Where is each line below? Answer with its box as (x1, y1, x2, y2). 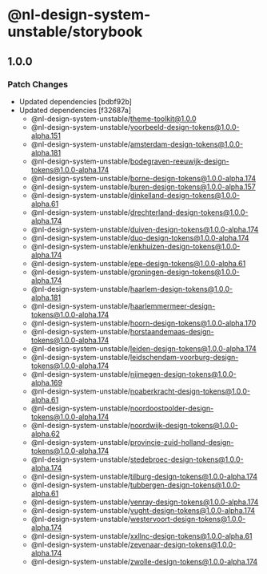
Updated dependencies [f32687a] (18, 105, 132, 115)
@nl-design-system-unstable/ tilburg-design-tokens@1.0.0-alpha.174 (30, 471, 257, 481)
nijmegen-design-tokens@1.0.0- (130, 369, 237, 378)
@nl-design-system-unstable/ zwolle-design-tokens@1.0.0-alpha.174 (30, 556, 258, 566)
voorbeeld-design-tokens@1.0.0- (130, 122, 240, 131)
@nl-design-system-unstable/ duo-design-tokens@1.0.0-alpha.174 (30, 232, 249, 242)
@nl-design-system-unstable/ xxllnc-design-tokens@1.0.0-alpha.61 (30, 531, 253, 540)
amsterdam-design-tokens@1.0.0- (130, 139, 244, 149)
